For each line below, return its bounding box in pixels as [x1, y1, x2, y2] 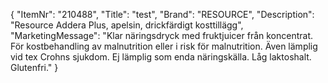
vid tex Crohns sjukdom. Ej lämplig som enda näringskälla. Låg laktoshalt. [10, 51, 312, 63]
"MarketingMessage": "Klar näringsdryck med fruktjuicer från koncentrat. [10, 30, 314, 41]
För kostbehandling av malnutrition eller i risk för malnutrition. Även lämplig [10, 40, 318, 52]
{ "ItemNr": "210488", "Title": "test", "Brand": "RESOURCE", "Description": [10, 9, 315, 20]
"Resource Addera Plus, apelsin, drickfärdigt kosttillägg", [10, 19, 244, 31]
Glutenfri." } [10, 62, 59, 73]
